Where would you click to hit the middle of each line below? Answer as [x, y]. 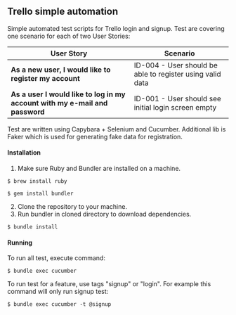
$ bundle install [33, 227]
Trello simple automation [63, 12]
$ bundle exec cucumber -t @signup [59, 304]
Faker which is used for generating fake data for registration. [95, 136]
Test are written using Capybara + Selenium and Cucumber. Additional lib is [117, 129]
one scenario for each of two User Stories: [69, 36]
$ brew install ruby [38, 181]
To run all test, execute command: [56, 258]
